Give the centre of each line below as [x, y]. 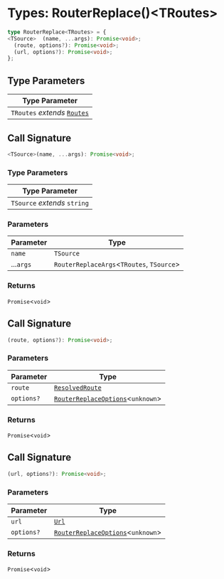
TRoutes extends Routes [50, 113]
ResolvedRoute [78, 388]
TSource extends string [50, 203]
